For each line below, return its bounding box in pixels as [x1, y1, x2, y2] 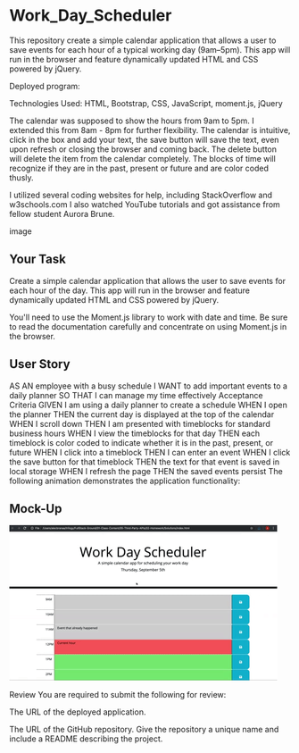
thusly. [9, 172, 34, 183]
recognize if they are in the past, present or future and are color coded [9, 163, 270, 173]
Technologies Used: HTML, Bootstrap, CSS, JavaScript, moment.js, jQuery [9, 97, 283, 108]
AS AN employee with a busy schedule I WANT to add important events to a [9, 381, 288, 391]
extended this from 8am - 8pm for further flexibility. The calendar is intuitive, [9, 124, 291, 135]
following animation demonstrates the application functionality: [9, 475, 241, 486]
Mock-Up [9, 501, 62, 516]
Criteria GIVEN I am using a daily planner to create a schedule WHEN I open [9, 399, 287, 410]
